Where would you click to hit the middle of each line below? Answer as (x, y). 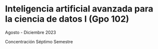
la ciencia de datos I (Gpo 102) (67, 19)
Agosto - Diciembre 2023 (30, 32)
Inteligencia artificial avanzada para (79, 9)
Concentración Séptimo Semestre (39, 41)
